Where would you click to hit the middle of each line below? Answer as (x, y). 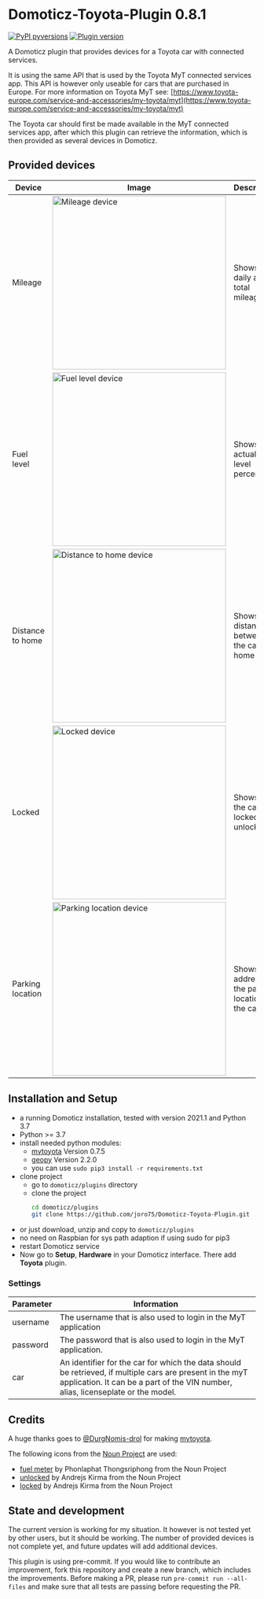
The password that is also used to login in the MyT (152, 1339)
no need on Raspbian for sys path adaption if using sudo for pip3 (125, 1238)
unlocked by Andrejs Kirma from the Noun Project (100, 1478)
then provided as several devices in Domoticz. (83, 140)
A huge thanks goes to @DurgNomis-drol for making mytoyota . (110, 1438)
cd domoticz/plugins (65, 1207)
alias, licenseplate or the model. (118, 1392)
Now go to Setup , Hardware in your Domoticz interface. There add (128, 1255)
